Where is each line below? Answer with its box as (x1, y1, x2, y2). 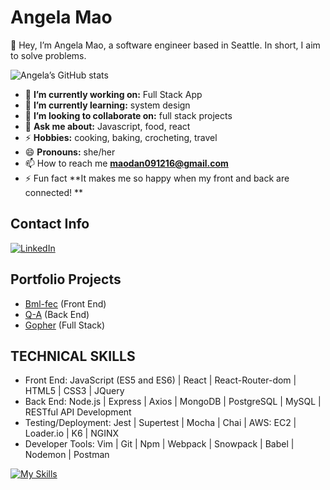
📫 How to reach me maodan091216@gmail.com (24, 157, 229, 169)
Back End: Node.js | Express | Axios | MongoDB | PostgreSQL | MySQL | (24, 396, 322, 408)
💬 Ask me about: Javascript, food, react (24, 120, 191, 132)
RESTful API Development (24, 406, 132, 418)
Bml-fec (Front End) (24, 297, 107, 310)
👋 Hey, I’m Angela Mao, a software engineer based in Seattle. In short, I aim (10, 39, 321, 51)
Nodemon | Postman (24, 449, 110, 461)
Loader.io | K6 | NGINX (24, 427, 120, 440)
